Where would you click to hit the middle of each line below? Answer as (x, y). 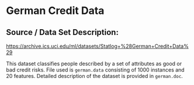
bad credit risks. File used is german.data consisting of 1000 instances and (96, 70)
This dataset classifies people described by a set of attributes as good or (94, 63)
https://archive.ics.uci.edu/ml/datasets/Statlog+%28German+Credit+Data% (97, 46)
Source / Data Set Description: (62, 32)
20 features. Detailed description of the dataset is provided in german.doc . (94, 76)
